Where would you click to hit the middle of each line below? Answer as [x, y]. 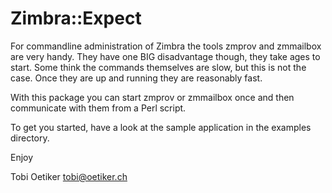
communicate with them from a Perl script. [98, 108]
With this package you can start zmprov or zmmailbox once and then [152, 97]
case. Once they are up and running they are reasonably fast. [136, 78]
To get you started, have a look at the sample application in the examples [161, 127]
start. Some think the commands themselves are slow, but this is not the [158, 67]
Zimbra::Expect [76, 18]
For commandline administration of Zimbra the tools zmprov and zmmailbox [166, 46]
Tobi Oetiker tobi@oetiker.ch [69, 176]
